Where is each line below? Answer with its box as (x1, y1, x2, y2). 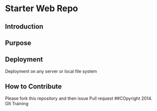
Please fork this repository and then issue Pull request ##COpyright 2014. (5, 95, 153, 101)
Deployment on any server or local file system (5, 68, 97, 74)
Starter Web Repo (5, 3, 78, 14)
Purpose (5, 38, 32, 47)
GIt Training (5, 100, 29, 106)
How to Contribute (5, 82, 62, 91)
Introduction (5, 22, 44, 31)
